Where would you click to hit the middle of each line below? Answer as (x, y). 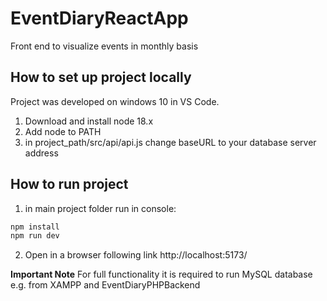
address (41, 153)
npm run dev (35, 236)
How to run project (69, 184)
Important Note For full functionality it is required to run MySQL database (161, 274)
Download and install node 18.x (89, 121)
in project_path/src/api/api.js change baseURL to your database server (170, 142)
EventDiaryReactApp (99, 18)
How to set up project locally (101, 77)
